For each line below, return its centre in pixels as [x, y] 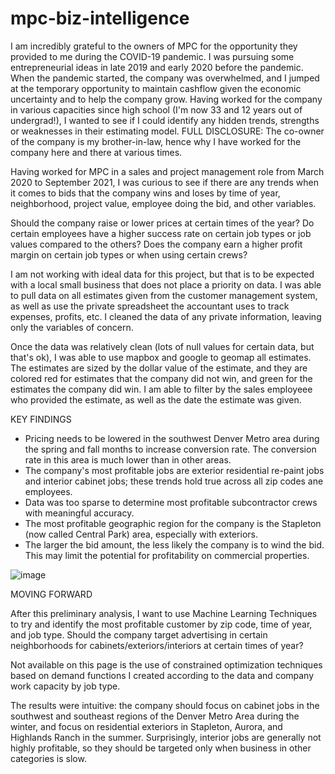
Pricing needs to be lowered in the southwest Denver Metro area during [172, 438]
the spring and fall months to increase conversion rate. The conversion [170, 449]
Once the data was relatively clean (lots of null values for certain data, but [162, 346]
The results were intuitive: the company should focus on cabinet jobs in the [165, 705]
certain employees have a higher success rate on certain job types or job [161, 233]
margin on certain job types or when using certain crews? [129, 254]
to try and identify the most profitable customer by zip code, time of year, [161, 624]
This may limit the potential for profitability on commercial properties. [167, 555]
